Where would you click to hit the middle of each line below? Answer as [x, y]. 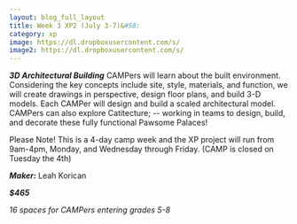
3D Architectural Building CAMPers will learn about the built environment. [145, 75]
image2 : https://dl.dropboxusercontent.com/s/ [97, 50]
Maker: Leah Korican [48, 176]
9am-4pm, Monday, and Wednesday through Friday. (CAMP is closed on [142, 149]
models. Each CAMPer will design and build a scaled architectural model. [143, 104]
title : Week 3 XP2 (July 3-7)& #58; [75, 26]
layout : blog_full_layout [57, 17]
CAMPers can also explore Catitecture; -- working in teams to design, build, [147, 113]
